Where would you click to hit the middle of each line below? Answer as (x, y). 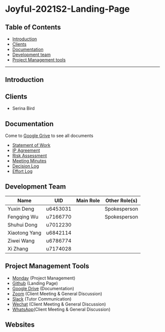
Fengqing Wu (23, 217)
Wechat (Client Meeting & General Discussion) (59, 304)
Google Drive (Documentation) (43, 288)
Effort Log (22, 171)
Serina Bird (23, 109)
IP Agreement (26, 150)
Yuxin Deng (21, 209)
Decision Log (26, 166)
